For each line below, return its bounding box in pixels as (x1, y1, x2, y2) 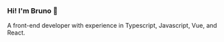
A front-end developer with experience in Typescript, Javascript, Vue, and (7, 22, 218, 30)
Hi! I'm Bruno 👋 (7, 6, 58, 16)
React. (7, 28, 25, 37)
